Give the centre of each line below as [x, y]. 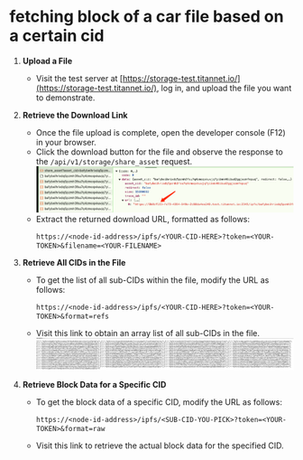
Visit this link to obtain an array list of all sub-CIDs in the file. [147, 333]
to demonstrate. [65, 98]
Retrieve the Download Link [75, 115]
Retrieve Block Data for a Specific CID [94, 384]
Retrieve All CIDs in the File [74, 262]
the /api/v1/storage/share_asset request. [114, 161]
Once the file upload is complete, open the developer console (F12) [161, 132]
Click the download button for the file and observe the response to [160, 152]
